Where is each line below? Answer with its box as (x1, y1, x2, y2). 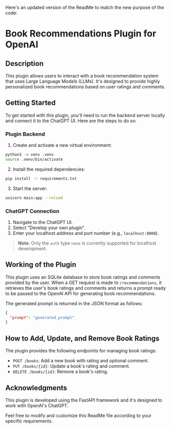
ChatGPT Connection (5, 208, 60, 215)
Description (5, 59, 44, 68)
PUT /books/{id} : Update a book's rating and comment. (12, 363, 130, 369)
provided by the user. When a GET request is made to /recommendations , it (5, 279, 162, 286)
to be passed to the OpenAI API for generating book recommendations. (5, 290, 156, 296)
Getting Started (5, 99, 56, 107)
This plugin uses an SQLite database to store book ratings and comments (5, 274, 161, 280)
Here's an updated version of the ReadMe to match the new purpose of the (5, 5, 164, 10)
